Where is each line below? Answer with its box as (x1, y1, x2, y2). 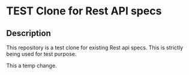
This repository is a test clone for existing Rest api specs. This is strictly (6, 44, 184, 51)
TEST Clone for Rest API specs (6, 4, 162, 18)
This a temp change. (6, 62, 57, 69)
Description (6, 28, 51, 38)
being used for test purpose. (6, 50, 77, 58)
